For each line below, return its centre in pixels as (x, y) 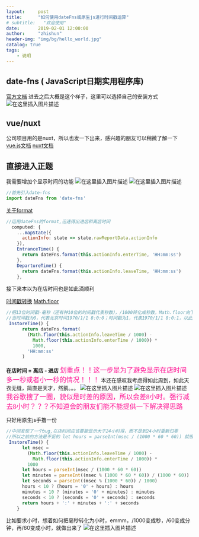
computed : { (26, 227)
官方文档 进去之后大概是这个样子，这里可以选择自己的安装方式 (82, 97)
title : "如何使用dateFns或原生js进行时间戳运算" (68, 17)
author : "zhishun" (34, 34)
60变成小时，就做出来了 (53, 528)
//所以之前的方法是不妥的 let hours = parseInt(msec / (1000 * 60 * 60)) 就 (98, 437)
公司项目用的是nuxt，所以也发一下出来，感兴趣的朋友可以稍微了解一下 (92, 138)
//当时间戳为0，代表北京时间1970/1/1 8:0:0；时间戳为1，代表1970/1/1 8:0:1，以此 (99, 318)
